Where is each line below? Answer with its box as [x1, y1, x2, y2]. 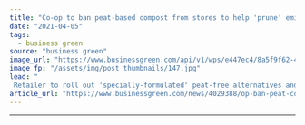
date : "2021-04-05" [9, 22, 84, 31]
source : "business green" [9, 47, 107, 56]
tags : [9, 30, 30, 39]
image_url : [9, 55, 51, 64]
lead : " [9, 72, 39, 82]
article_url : [9, 89, 59, 98]
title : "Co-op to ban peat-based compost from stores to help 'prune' [9, 13, 282, 23]
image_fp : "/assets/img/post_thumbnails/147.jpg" [9, 64, 202, 73]
